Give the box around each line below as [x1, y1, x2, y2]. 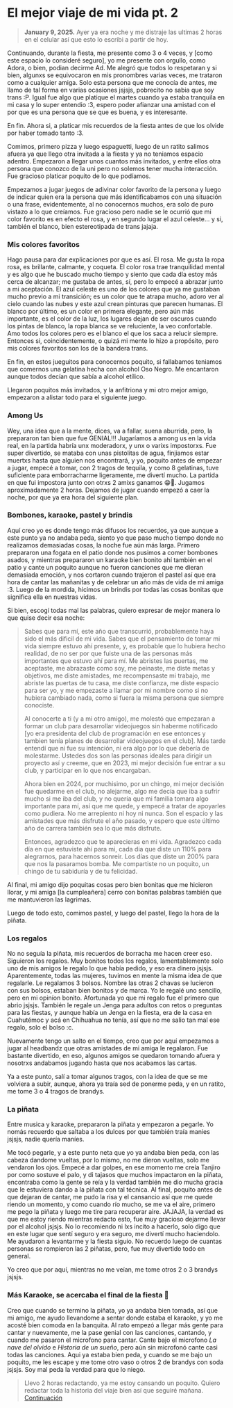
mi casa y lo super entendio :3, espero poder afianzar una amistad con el [7, 100, 216, 109]
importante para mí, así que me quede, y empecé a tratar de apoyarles [24, 801, 226, 810]
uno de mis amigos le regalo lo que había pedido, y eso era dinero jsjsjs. [7, 964, 214, 973]
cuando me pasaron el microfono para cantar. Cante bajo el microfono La [7, 1336, 217, 1344]
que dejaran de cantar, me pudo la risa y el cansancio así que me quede [7, 1193, 213, 1201]
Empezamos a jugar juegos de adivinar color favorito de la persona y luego [7, 185, 222, 193]
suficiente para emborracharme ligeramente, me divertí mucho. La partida [7, 471, 219, 479]
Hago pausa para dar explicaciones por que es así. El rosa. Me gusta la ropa [7, 255, 225, 264]
